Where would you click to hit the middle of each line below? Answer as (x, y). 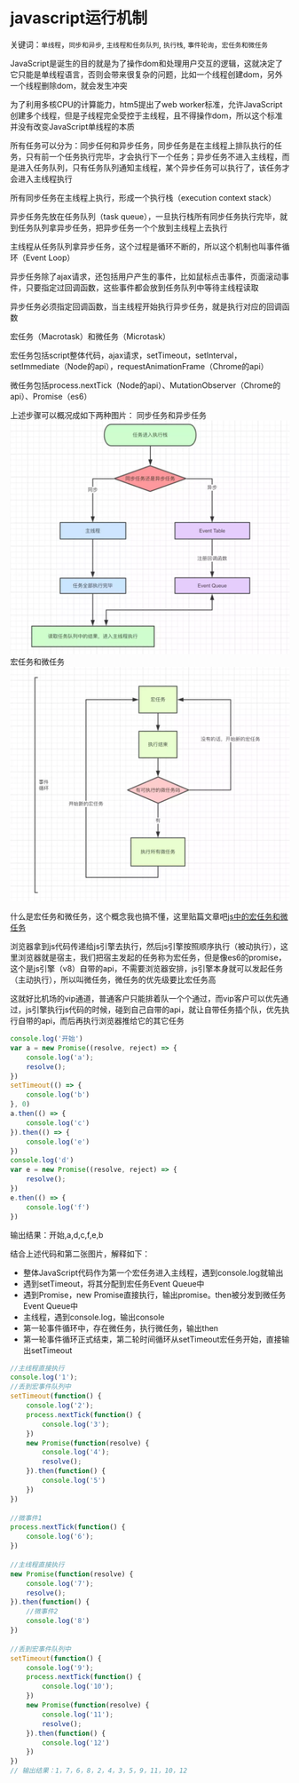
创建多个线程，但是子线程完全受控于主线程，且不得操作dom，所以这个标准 (146, 115)
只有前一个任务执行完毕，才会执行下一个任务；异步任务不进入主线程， (153, 156)
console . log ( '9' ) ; (60, 1668)
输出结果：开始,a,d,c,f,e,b (57, 1234)
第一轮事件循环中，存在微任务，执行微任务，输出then (121, 1327)
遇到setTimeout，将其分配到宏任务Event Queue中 (114, 1283)
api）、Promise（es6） (51, 396)
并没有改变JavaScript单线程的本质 (73, 126)
